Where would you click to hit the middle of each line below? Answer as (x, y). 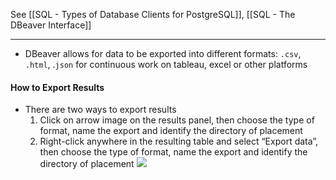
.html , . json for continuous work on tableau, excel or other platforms (166, 64)
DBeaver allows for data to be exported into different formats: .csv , (163, 53)
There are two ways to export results (100, 110)
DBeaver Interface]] (51, 25)
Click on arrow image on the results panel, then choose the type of (177, 120)
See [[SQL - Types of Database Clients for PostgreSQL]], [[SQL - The (153, 14)
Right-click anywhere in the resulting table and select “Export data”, (179, 141)
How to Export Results (57, 87)
